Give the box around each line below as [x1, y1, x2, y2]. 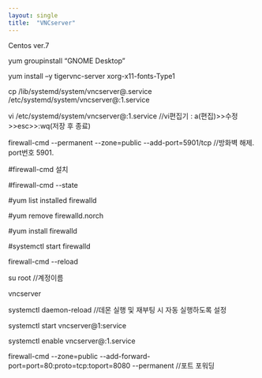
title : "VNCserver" [8, 19, 77, 27]
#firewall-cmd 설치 [8, 164, 69, 174]
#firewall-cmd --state [8, 180, 79, 189]
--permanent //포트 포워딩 [132, 361, 215, 370]
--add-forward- [99, 351, 151, 361]
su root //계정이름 [8, 273, 64, 283]
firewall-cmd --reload [8, 256, 79, 266]
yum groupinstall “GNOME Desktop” [8, 56, 125, 65]
